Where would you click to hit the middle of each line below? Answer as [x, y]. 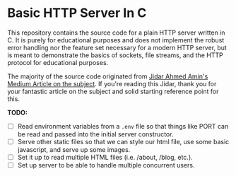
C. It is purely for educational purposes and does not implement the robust [116, 40]
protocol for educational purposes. [58, 62]
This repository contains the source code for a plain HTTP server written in [116, 33]
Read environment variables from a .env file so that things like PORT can [123, 126]
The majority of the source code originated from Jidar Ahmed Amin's [108, 76]
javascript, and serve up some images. [74, 150]
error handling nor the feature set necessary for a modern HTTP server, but [117, 47]
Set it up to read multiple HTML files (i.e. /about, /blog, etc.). [105, 158]
